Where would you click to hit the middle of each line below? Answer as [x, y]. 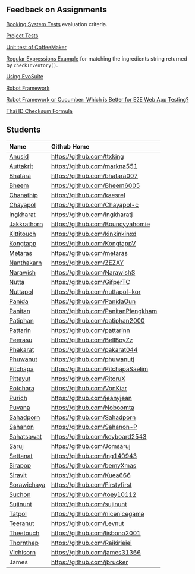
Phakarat [22, 349]
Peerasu [21, 340]
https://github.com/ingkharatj [92, 215]
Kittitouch [23, 234]
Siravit [18, 475]
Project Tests [22, 36]
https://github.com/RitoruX [89, 379]
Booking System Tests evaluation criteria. [57, 24]
